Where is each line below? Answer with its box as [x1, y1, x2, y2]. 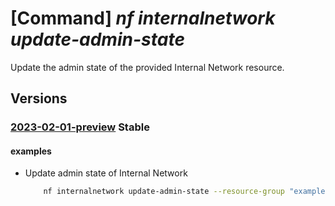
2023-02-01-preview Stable [10, 120, 150, 134]
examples [10, 145, 52, 157]
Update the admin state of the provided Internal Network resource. [10, 61, 285, 73]
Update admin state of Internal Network [24, 167, 188, 179]
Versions [10, 90, 68, 107]
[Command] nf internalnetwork [10, 7, 276, 30]
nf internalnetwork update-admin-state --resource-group [43, 187, 286, 197]
